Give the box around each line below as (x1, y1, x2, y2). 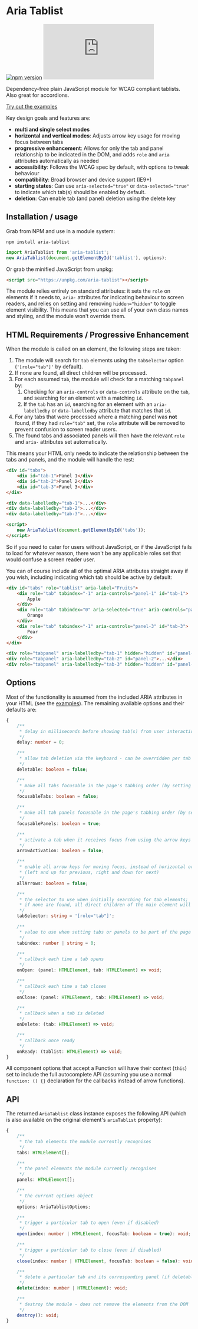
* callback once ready (19, 1037, 75, 1043)
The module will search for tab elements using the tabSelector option (14, 357, 184, 364)
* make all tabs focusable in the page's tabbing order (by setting (19, 783, 192, 788)
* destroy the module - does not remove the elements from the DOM (19, 1301, 189, 1307)
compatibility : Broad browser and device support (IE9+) (14, 176, 152, 183)
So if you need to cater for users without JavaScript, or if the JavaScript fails (6, 543, 192, 550)
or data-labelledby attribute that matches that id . (51, 407, 172, 414)
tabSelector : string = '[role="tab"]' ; (16, 913, 115, 919)
